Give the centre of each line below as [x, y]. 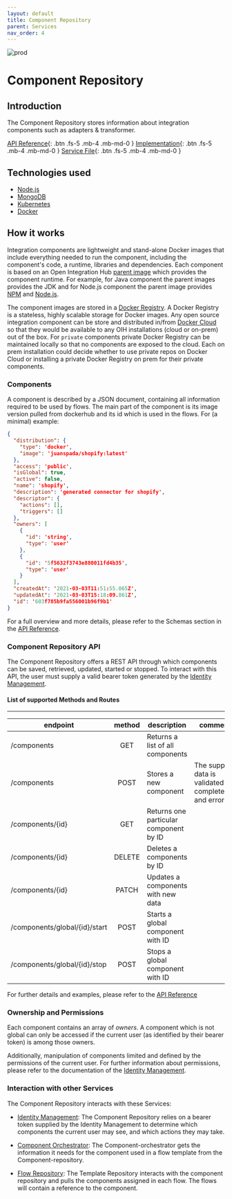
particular [162, 820]
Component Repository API [54, 646]
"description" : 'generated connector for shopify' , [89, 492]
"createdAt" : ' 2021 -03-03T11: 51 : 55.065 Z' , [75, 589]
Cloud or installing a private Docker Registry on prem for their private [105, 359]
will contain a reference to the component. [77, 1188]
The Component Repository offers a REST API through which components [112, 661]
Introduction [35, 106]
